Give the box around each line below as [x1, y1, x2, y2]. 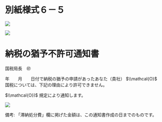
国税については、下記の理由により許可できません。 [5, 81, 107, 88]
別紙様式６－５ [5, 4, 65, 16]
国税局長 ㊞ [5, 65, 31, 71]
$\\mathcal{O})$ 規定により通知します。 [5, 92, 86, 98]
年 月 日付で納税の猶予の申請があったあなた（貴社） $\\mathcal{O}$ [5, 76, 158, 81]
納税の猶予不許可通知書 [5, 48, 100, 60]
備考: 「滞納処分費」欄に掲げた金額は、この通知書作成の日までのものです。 [5, 112, 157, 118]
